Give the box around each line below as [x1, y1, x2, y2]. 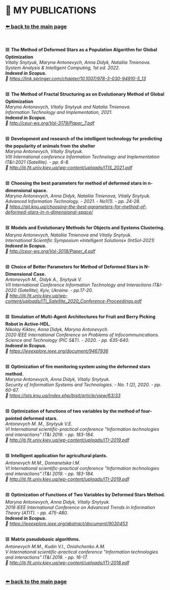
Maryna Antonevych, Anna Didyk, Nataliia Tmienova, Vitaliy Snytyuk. [5, 193, 151, 199]
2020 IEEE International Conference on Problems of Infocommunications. [5, 332, 159, 338]
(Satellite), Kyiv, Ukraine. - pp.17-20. [17, 287, 93, 293]
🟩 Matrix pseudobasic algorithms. [5, 536, 80, 542]
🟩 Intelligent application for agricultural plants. [5, 453, 108, 459]
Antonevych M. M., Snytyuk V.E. [5, 421, 73, 427]
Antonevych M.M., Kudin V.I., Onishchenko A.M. [5, 544, 106, 550]
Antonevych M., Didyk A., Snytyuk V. [5, 277, 82, 283]
